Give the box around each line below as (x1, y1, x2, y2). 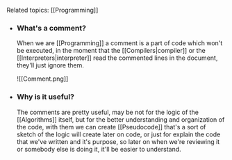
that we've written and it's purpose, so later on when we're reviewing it (16, 137, 220, 145)
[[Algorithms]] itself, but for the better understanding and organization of (16, 115, 225, 124)
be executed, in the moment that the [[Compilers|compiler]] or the (16, 47, 206, 55)
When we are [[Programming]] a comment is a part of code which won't (16, 39, 223, 47)
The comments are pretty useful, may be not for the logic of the (16, 108, 199, 116)
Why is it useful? (16, 92, 74, 102)
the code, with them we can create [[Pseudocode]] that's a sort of (16, 122, 206, 131)
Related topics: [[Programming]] (6, 6, 99, 14)
